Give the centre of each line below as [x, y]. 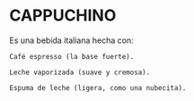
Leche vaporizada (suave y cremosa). [80, 72]
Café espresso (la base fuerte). [72, 56]
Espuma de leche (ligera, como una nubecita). [98, 88]
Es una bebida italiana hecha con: [71, 40]
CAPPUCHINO [63, 16]
